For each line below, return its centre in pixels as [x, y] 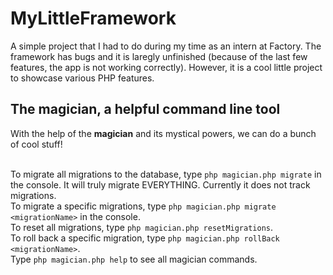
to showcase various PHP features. [82, 78]
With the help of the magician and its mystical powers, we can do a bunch [163, 133]
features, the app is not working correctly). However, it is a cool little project [166, 67]
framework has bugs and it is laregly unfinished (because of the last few [159, 56]
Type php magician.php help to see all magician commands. [134, 259]
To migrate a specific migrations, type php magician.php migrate [143, 206]
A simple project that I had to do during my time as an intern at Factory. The [166, 46]
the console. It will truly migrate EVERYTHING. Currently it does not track [160, 184]
